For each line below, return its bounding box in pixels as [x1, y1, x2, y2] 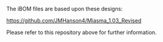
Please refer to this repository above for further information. [6, 29, 157, 36]
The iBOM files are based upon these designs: [6, 5, 123, 12]
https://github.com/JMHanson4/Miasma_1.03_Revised [6, 17, 142, 24]
